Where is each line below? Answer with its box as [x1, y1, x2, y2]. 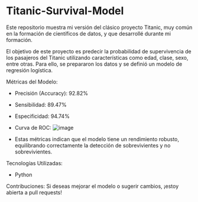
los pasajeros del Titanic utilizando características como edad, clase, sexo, [6, 54, 189, 61]
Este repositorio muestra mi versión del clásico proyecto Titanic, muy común [6, 24, 193, 31]
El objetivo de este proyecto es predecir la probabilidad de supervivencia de [6, 47, 192, 54]
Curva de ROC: [14, 124, 52, 131]
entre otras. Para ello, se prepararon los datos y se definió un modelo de [6, 60, 183, 68]
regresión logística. [6, 66, 53, 73]
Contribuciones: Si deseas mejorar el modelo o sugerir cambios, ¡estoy [6, 182, 179, 190]
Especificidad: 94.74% [14, 113, 70, 120]
